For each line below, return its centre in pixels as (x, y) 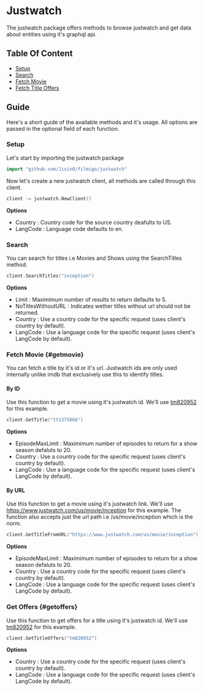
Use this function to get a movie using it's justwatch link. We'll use (90, 504)
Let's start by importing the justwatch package (65, 158)
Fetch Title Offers (37, 88)
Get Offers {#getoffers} (42, 607)
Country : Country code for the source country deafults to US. (94, 222)
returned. (27, 312)
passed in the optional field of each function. (63, 128)
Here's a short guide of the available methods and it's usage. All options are (102, 122)
